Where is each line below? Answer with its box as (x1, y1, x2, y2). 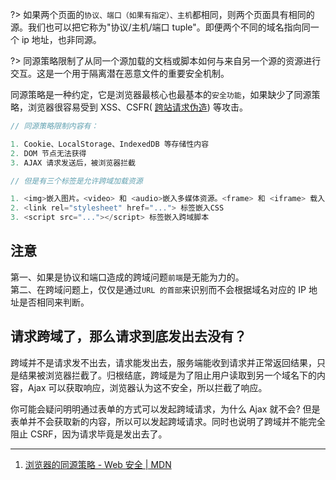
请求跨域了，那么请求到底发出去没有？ (10, 328, 247, 345)
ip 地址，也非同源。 (21, 34, 102, 45)
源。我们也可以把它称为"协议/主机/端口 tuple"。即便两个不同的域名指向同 (10, 21, 311, 33)
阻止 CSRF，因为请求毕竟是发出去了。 (10, 428, 168, 440)
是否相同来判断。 (18, 296, 90, 308)
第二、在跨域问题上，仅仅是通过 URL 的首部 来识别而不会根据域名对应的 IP (10, 283, 307, 295)
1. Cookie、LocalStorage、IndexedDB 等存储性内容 (10, 139, 210, 149)
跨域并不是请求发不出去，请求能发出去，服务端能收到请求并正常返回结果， (10, 356, 317, 368)
